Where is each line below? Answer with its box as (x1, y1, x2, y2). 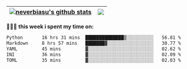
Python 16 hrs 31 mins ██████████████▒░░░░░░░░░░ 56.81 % (6, 34, 182, 41)
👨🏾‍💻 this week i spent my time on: (6, 23, 94, 30)
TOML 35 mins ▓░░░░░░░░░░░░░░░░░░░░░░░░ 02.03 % (6, 57, 182, 63)
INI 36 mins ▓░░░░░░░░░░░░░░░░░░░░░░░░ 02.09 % (6, 51, 182, 57)
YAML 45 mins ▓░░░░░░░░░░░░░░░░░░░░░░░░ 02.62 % (6, 45, 182, 52)
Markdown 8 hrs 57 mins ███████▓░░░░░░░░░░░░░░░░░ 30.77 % (6, 40, 182, 46)
